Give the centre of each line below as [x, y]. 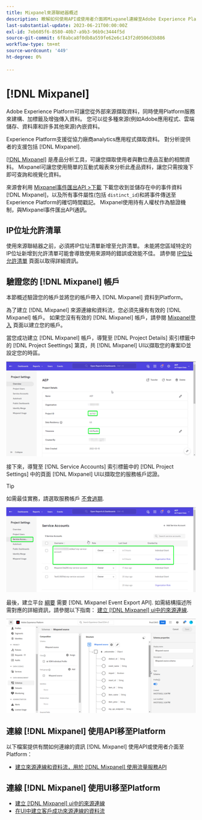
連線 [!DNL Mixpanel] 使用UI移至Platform [83, 788]
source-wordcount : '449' [37, 51]
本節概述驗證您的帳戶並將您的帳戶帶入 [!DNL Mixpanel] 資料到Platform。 [96, 297]
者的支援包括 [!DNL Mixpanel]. [44, 147]
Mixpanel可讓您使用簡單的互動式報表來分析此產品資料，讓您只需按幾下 [106, 167]
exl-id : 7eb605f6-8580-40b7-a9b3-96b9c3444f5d [66, 32]
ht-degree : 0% [24, 57]
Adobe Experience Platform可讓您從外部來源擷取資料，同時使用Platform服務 [101, 111]
